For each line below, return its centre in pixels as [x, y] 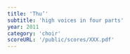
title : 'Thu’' [28, 14]
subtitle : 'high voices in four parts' [66, 20]
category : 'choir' [34, 33]
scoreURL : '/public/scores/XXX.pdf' [61, 40]
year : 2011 [23, 27]
